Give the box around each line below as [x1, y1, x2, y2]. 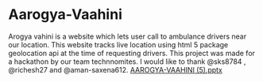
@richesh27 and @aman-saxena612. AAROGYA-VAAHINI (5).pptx [8, 65, 222, 74]
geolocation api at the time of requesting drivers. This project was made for [8, 48, 256, 58]
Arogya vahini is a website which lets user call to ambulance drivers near [8, 32, 247, 41]
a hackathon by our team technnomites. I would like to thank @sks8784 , [8, 57, 246, 66]
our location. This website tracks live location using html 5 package [8, 39, 229, 49]
